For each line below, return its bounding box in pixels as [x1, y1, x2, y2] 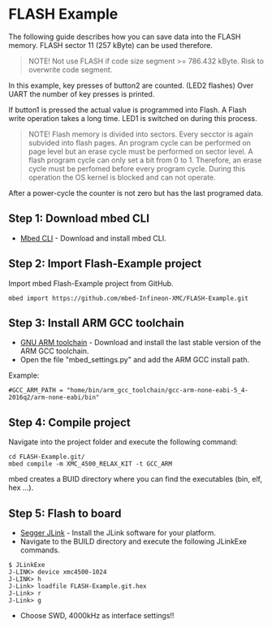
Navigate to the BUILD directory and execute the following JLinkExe [19, 537, 248, 546]
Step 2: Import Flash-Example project [8, 257, 201, 271]
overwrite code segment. [28, 64, 113, 74]
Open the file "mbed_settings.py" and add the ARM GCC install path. [19, 355, 250, 365]
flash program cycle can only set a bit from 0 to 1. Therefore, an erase [28, 155, 262, 165]
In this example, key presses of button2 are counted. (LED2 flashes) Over [8, 80, 254, 90]
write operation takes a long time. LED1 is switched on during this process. [8, 113, 257, 123]
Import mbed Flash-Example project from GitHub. [8, 278, 174, 288]
